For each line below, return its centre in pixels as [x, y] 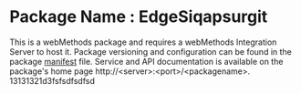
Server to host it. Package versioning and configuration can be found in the [150, 51]
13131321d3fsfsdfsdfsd [52, 80]
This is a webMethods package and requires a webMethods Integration [143, 42]
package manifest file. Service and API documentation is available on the [146, 61]
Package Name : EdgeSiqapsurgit [139, 17]
